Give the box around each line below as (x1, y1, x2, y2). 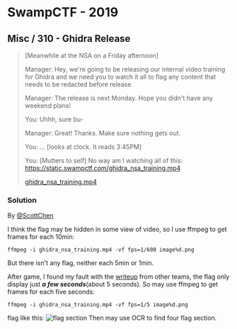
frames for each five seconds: (7, 288, 96, 296)
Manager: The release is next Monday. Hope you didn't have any (24, 94, 214, 102)
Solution (7, 195, 37, 205)
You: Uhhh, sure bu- (24, 115, 83, 123)
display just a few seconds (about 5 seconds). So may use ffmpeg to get (7, 280, 218, 289)
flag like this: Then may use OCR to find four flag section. (7, 313, 217, 323)
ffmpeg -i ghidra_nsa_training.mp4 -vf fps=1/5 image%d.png (7, 301, 189, 308)
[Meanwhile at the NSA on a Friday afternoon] (24, 51, 159, 60)
